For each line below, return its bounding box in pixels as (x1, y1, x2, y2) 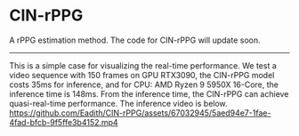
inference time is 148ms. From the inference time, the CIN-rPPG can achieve (9, 88, 289, 99)
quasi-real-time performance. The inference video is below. (9, 98, 229, 108)
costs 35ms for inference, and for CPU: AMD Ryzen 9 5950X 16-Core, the (9, 79, 279, 90)
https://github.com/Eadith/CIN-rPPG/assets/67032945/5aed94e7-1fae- (9, 108, 271, 118)
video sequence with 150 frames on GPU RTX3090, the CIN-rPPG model (9, 69, 275, 80)
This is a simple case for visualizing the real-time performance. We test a (9, 60, 278, 71)
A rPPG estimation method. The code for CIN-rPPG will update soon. (9, 35, 261, 45)
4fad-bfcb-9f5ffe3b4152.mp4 (9, 116, 118, 127)
